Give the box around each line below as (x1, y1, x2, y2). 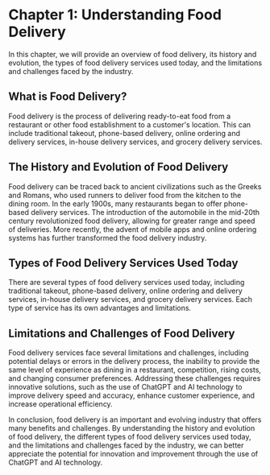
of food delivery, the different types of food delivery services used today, (8, 432, 251, 442)
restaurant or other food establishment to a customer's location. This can (8, 119, 251, 130)
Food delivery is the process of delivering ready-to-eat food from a (8, 111, 231, 121)
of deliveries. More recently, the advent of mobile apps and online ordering (8, 224, 257, 234)
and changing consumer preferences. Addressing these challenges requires (8, 374, 261, 383)
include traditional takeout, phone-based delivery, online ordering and (8, 128, 240, 138)
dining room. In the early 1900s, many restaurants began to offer (8, 199, 222, 209)
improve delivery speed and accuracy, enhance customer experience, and (8, 390, 255, 400)
